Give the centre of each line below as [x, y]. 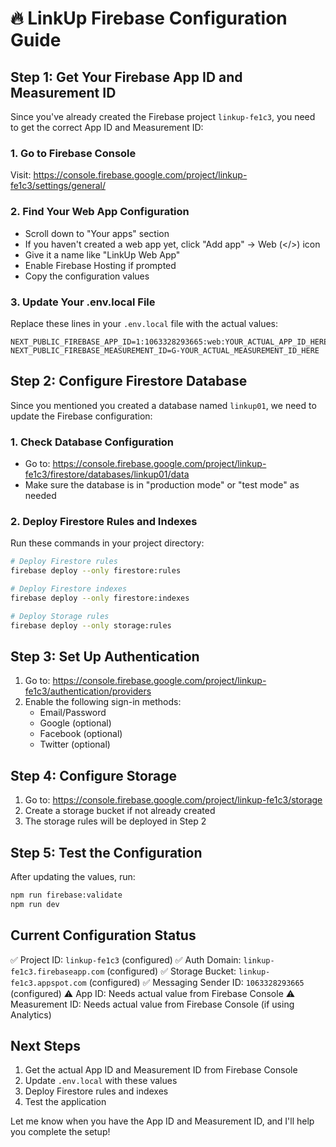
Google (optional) [75, 723]
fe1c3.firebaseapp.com [57, 972]
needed [40, 495]
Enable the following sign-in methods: [103, 702]
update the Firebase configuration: [81, 416]
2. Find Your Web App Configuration [100, 212]
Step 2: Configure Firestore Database [129, 381]
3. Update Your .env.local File [83, 302]
